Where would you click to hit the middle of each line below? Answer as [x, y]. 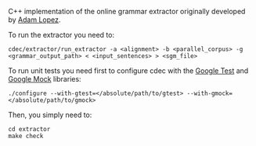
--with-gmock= [210, 93]
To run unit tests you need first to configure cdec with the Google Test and [128, 71]
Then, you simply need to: [50, 115]
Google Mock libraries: [45, 79]
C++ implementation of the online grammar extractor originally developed [127, 11]
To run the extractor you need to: [61, 35]
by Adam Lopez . [34, 20]
